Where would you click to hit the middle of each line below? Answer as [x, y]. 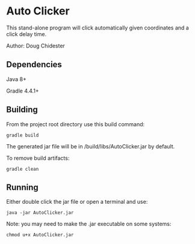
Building [22, 110]
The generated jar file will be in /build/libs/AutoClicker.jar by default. [91, 146]
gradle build [23, 135]
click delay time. [26, 34]
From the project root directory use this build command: [76, 124]
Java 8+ [17, 79]
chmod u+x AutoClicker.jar [40, 235]
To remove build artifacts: [38, 158]
